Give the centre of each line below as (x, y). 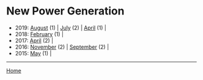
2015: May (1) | (33, 53)
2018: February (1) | (39, 34)
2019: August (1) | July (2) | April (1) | (61, 28)
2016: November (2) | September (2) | (62, 47)
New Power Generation (66, 11)
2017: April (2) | (34, 40)
